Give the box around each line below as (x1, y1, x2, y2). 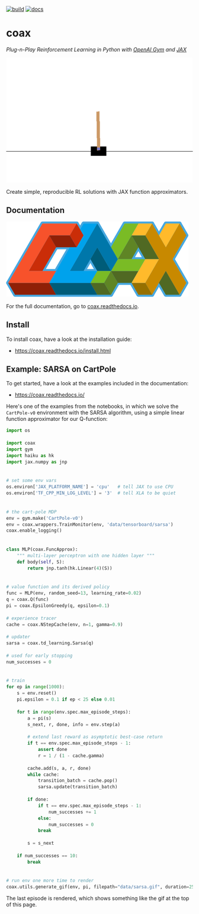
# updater (6, 634, 31, 640)
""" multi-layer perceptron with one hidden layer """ (17, 552, 155, 558)
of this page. (6, 901, 37, 908)
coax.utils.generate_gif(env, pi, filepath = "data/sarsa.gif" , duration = (6, 884, 190, 890)
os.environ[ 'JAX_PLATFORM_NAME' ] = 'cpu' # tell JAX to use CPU (6, 484, 174, 490)
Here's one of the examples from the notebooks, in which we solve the (6, 403, 179, 410)
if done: (27, 797, 49, 803)
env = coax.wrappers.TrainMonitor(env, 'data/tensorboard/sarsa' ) (6, 522, 174, 528)
